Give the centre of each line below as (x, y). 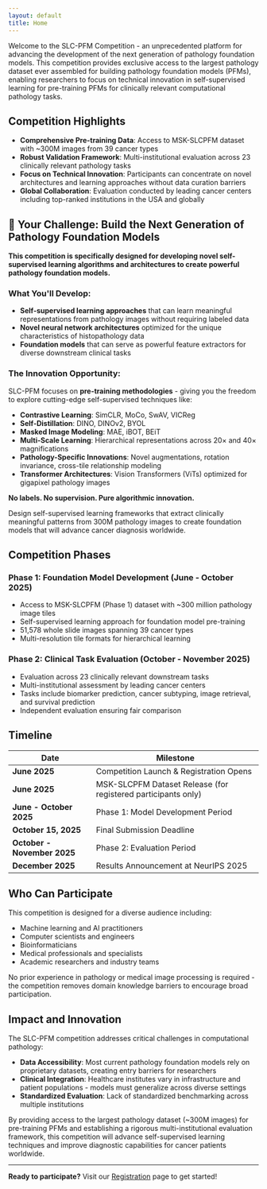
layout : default (35, 15)
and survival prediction (57, 702)
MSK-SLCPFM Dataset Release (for (162, 784)
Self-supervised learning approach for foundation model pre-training (132, 622)
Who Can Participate (61, 894)
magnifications (44, 448)
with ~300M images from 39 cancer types (89, 149)
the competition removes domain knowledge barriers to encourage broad (128, 986)
